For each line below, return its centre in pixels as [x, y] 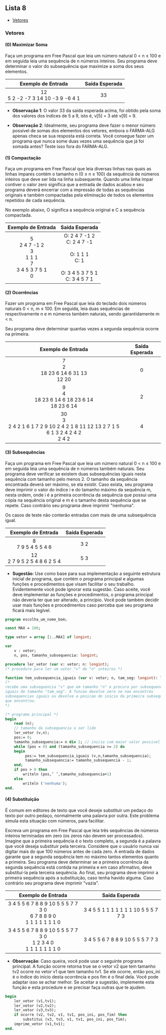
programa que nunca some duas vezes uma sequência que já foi [78, 141]
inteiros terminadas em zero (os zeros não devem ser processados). [75, 835]
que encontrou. [21, 701]
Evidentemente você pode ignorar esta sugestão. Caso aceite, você [81, 589]
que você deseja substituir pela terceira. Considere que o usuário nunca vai [82, 846]
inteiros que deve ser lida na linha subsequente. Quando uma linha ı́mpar [79, 179]
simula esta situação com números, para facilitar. [55, 821]
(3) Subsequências [25, 452]
